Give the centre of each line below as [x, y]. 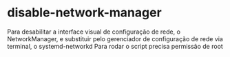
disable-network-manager [84, 13]
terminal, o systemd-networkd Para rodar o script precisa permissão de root [115, 46]
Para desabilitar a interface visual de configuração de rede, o [94, 32]
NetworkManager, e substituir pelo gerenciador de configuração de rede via [115, 38]
